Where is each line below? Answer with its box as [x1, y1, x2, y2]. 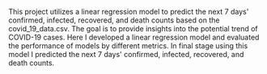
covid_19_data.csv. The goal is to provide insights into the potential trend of [8, 24, 259, 33]
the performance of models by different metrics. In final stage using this [8, 41, 248, 51]
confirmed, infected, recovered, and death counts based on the [8, 15, 220, 25]
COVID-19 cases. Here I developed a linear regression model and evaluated [8, 32, 260, 42]
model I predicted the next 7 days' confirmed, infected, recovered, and [8, 50, 244, 59]
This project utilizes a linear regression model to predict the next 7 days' [8, 7, 249, 16]
